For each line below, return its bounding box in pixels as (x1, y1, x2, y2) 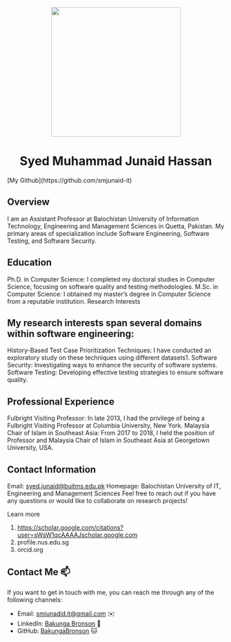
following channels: (7, 595, 63, 604)
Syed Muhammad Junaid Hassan (19, 154, 212, 169)
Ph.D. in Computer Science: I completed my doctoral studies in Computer (7, 275, 215, 283)
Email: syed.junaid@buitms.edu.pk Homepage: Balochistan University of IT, (7, 482, 221, 490)
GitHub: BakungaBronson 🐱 (17, 626, 98, 635)
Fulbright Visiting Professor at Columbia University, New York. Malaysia (7, 421, 210, 430)
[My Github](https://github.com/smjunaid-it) (7, 176, 132, 184)
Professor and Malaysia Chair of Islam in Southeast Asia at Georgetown (7, 436, 210, 445)
